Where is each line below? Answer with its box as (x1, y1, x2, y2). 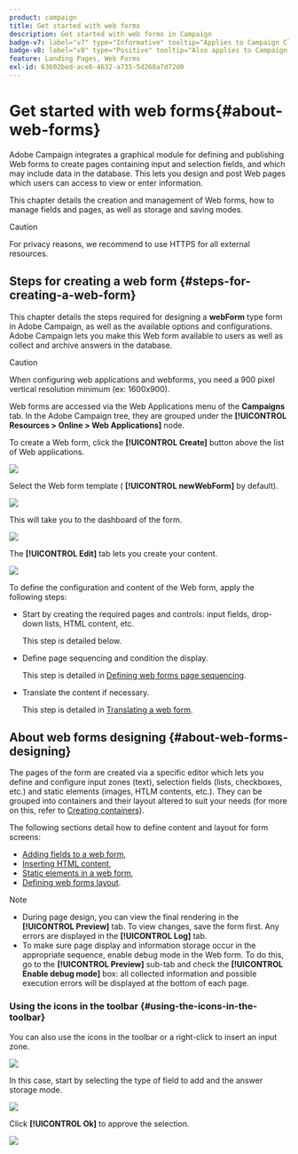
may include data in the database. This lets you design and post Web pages (9, 168, 286, 179)
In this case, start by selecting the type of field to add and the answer (9, 1075, 263, 1086)
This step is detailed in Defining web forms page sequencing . (21, 669, 247, 680)
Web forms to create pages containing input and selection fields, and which (9, 158, 286, 169)
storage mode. (9, 1084, 63, 1094)
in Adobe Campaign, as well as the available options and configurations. (9, 321, 273, 332)
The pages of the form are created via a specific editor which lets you (9, 767, 264, 778)
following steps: (9, 591, 67, 602)
